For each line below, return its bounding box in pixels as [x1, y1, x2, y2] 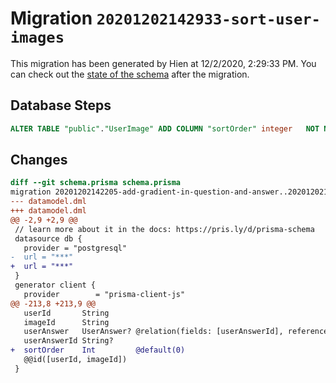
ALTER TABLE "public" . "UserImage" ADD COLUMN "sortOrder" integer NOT [10, 123, 320, 134]
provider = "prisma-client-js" [23, 289, 186, 299]
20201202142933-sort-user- [96, 10, 321, 29]
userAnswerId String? [23, 336, 114, 346]
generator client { [14, 280, 97, 291]
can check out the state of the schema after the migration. [10, 68, 250, 80]
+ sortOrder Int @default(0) [10, 345, 186, 356]
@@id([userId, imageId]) [23, 355, 128, 365]
